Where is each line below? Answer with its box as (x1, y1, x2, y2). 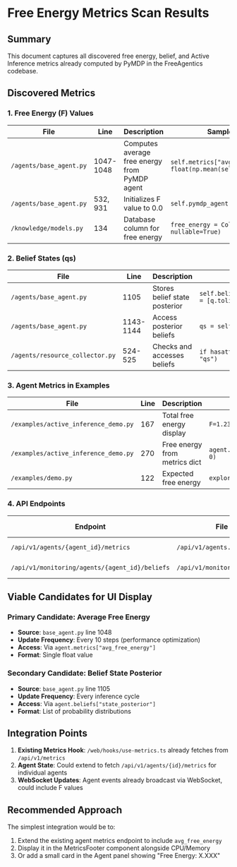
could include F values (17, 784, 83, 792)
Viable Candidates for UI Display (7, 591, 153, 603)
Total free (162, 411, 194, 421)
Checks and (152, 341, 193, 351)
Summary (7, 33, 51, 45)
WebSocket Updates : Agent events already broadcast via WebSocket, (17, 776, 223, 784)
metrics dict (162, 458, 202, 467)
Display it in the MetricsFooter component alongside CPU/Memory (17, 844, 210, 852)
